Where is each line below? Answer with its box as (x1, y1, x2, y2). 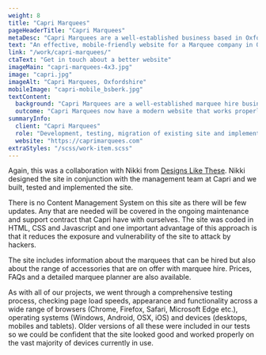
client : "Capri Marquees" (15, 122, 101, 130)
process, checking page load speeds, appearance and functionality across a (8, 296, 258, 306)
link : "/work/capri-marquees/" (8, 48, 112, 56)
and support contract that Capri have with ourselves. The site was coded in (8, 215, 254, 224)
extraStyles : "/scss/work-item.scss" (8, 144, 133, 152)
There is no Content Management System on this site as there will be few (8, 198, 247, 208)
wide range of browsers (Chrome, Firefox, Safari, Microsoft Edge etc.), (8, 304, 238, 314)
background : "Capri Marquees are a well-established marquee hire (15, 100, 239, 108)
